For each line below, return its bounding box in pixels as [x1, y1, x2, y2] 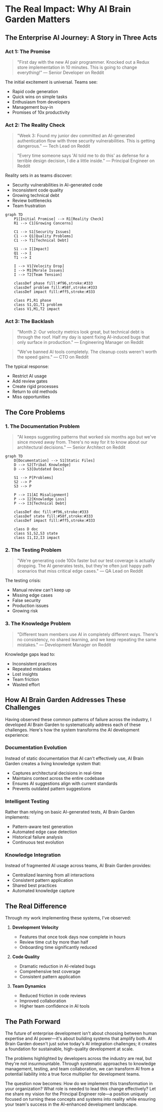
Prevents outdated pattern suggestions [12, 785, 92, 792]
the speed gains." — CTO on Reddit [17, 354, 89, 360]
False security [12, 598, 41, 604]
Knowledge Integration [5, 851, 61, 858]
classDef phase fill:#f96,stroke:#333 [14, 281, 93, 286]
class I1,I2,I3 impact [14, 535, 60, 540]
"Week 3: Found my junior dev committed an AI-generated [17, 133, 135, 139]
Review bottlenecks [12, 197, 52, 204]
